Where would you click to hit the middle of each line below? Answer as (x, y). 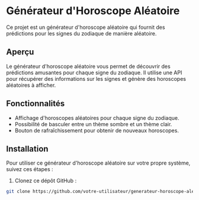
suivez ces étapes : (30, 169)
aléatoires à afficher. (31, 85)
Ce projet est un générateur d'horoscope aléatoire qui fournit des (86, 27)
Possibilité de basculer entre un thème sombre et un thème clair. (93, 124)
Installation (27, 149)
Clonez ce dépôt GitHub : (46, 181)
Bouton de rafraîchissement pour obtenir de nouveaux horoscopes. (97, 130)
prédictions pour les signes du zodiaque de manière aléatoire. (81, 33)
